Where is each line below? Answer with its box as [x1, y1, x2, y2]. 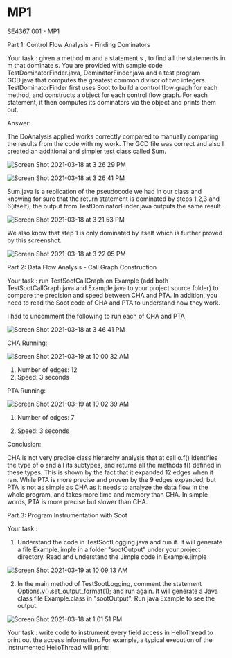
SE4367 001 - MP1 [7, 27, 60, 35]
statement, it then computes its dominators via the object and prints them [7, 98, 217, 106]
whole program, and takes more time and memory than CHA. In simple [7, 490, 208, 499]
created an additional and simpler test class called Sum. [7, 147, 167, 155]
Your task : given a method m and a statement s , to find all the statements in [7, 53, 226, 62]
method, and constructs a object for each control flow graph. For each [7, 91, 208, 99]
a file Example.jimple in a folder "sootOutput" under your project [17, 545, 201, 553]
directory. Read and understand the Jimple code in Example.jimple [17, 552, 207, 561]
